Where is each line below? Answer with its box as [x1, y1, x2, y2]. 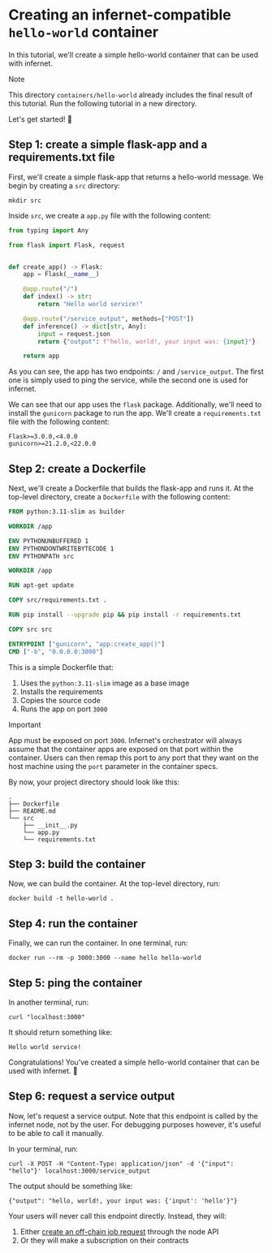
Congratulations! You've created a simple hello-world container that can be [8, 1057, 260, 1067]
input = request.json [37, 330, 111, 338]
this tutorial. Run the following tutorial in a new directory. [8, 98, 197, 108]
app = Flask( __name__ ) [23, 270, 100, 279]
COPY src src [8, 625, 53, 633]
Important [8, 719, 41, 729]
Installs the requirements [19, 686, 103, 696]
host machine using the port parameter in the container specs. [8, 761, 218, 771]
